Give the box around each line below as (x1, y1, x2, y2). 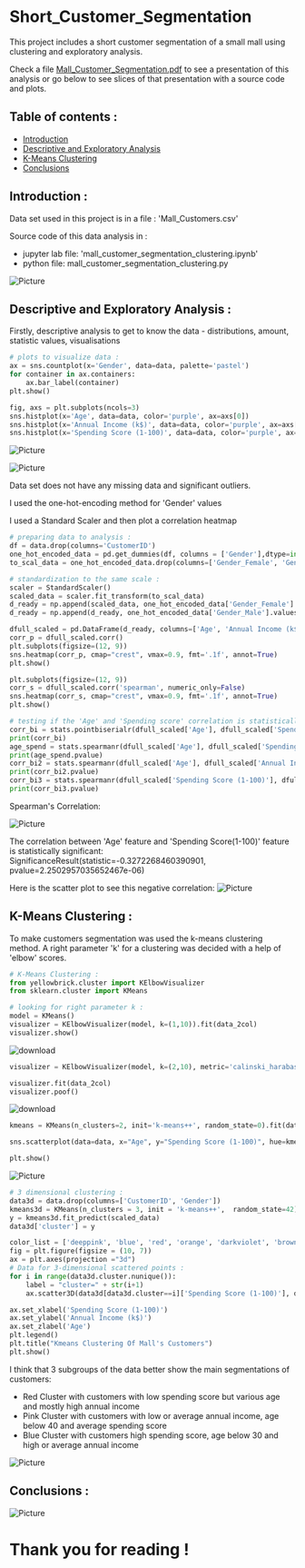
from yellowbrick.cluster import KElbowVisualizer (9, 978, 205, 987)
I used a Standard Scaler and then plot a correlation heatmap (9, 515, 238, 526)
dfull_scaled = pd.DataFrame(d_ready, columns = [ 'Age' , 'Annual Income (9, 625, 282, 634)
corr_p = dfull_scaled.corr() (9, 633, 124, 642)
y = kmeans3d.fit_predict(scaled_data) (9, 1213, 161, 1223)
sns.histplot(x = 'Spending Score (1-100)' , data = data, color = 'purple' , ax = (9, 429, 299, 438)
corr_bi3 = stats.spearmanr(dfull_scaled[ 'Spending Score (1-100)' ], (9, 776, 279, 785)
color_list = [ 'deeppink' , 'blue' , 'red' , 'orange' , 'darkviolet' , (9, 1238, 271, 1247)
